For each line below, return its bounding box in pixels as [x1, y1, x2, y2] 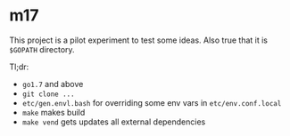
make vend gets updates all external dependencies [21, 116, 206, 127]
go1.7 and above [21, 78, 84, 89]
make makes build [21, 107, 86, 117]
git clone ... [21, 90, 75, 99]
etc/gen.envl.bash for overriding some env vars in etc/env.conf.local [21, 97, 282, 108]
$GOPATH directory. [9, 44, 75, 54]
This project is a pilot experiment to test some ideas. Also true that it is [9, 35, 268, 45]
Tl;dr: [9, 61, 29, 72]
